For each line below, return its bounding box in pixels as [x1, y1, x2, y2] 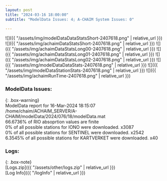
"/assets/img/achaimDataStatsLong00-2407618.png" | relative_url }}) [12, 46, 155, 52]
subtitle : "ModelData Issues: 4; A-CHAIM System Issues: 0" [5, 17, 135, 22]
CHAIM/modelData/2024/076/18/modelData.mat [5, 113, 106, 119]
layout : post [5, 7, 33, 13]
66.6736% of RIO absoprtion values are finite [5, 119, 99, 125]
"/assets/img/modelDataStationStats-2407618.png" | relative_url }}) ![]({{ [5, 67, 156, 74]
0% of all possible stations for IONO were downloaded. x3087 [5, 124, 134, 130]
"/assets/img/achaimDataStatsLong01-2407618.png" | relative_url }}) [12, 51, 155, 57]
